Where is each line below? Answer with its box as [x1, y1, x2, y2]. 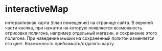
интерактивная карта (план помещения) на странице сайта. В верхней [5, 20, 153, 25]
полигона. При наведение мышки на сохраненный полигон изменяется [5, 35, 155, 41]
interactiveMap [5, 3, 69, 15]
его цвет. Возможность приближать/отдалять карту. [5, 40, 115, 46]
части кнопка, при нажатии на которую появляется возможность [5, 25, 142, 30]
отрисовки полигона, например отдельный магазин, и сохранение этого [5, 30, 158, 36]
